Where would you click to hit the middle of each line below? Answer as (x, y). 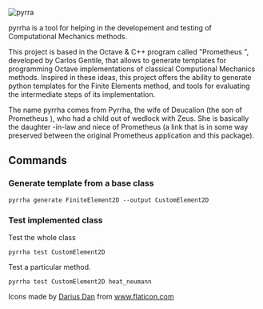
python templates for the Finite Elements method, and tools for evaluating (129, 86)
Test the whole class (42, 237)
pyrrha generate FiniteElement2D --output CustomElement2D (109, 200)
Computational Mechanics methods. (68, 36)
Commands (38, 161)
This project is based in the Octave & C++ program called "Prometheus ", (129, 52)
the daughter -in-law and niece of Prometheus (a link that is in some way (128, 127)
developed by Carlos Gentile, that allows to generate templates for (117, 60)
